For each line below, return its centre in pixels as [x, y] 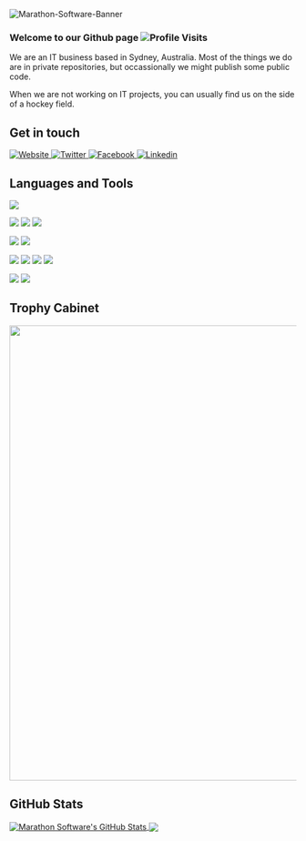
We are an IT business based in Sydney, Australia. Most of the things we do [151, 57]
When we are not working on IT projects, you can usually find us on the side [152, 95]
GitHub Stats [46, 804]
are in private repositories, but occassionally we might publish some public [149, 67]
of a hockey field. [42, 104]
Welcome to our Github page [74, 37]
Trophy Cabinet [55, 308]
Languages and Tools [71, 183]
